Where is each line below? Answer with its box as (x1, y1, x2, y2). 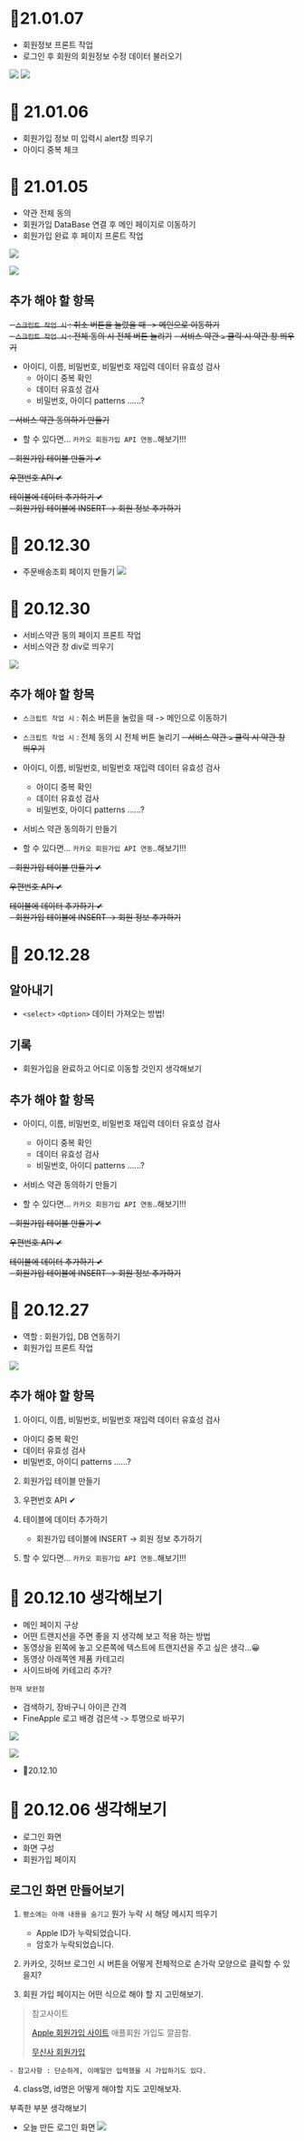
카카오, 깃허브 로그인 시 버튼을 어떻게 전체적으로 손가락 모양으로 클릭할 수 (22, 1958, 281, 1970)
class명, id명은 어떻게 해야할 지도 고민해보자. (22, 2084, 182, 2095)
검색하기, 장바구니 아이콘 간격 (22, 1701, 128, 1712)
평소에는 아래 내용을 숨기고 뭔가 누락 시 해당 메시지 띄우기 (22, 1908, 218, 1920)
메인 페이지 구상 (22, 1619, 79, 1630)
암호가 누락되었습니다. (35, 1939, 115, 1950)
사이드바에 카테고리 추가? (22, 1664, 112, 1675)
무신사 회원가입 (31, 2047, 86, 2058)
